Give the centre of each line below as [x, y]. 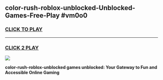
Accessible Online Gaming [32, 72]
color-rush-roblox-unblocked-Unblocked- [70, 8]
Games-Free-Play [32, 16]
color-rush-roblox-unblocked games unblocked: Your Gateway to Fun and [81, 67]
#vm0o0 [74, 16]
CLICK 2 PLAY [22, 48]
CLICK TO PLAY [24, 30]
